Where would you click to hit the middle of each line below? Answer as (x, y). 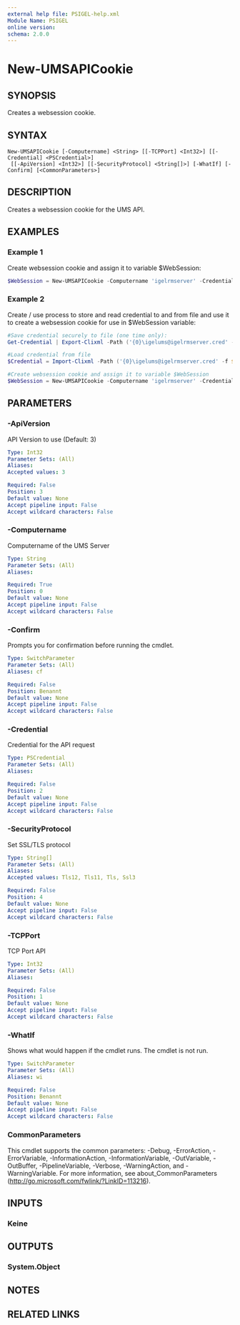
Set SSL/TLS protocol (39, 844)
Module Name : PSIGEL (38, 21)
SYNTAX (27, 135)
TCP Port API (27, 951)
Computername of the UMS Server (59, 545)
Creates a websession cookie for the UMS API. (76, 209)
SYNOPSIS (32, 95)
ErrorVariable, (28, 1158)
